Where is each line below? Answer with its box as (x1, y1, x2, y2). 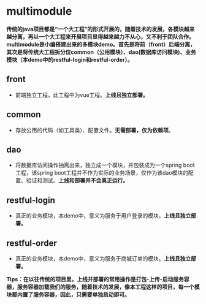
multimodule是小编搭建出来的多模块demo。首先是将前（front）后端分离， (6, 40, 196, 48)
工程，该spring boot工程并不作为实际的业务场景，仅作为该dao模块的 (15, 169, 189, 177)
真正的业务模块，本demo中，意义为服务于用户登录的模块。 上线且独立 (15, 212, 191, 219)
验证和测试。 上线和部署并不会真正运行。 (26, 177, 129, 184)
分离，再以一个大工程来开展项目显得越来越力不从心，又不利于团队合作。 (11, 32, 194, 40)
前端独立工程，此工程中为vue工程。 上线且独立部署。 (15, 91, 149, 99)
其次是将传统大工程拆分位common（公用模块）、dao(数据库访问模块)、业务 (6, 48, 196, 56)
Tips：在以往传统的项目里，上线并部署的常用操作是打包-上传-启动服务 (6, 276, 184, 283)
